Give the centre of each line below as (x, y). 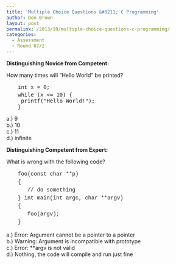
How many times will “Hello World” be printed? (65, 75)
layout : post (23, 23)
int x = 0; (34, 87)
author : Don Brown (30, 18)
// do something (51, 190)
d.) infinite (19, 138)
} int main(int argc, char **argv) (71, 198)
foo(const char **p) (48, 174)
